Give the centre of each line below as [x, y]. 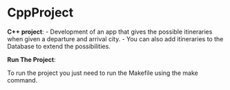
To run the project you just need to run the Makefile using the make [103, 73]
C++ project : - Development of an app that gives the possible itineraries [110, 32]
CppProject [40, 13]
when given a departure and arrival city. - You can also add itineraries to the [115, 38]
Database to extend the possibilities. [59, 46]
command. [22, 80]
